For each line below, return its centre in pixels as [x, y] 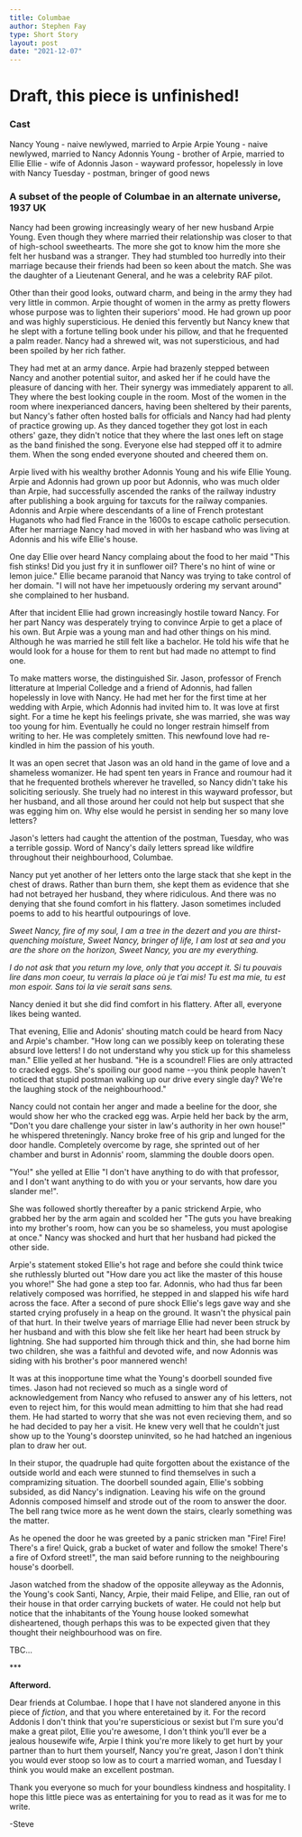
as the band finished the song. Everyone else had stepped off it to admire [146, 445]
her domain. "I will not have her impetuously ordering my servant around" [146, 585]
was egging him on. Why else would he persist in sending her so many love [149, 811]
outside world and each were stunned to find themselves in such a [133, 1472]
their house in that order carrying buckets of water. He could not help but [145, 1603]
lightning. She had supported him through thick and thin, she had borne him [150, 1341]
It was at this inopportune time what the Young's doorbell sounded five [141, 1378]
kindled [23, 745]
